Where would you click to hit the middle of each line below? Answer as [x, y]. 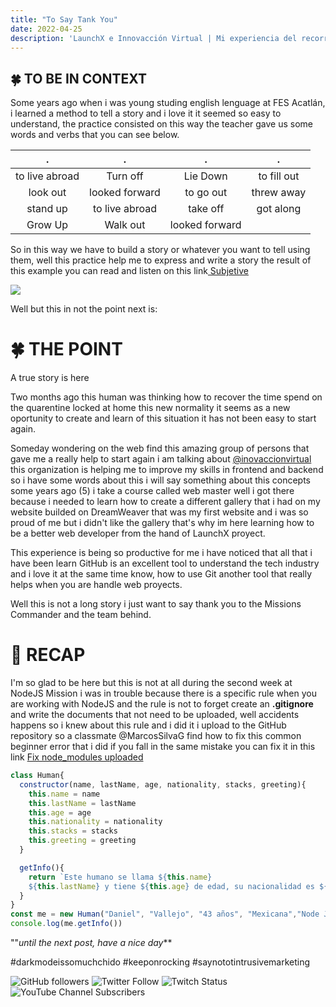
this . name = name [64, 794]
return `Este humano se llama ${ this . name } [120, 877]
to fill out [279, 176]
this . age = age [60, 812]
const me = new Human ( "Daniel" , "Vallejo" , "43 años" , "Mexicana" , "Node [165, 914]
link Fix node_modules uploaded [77, 757]
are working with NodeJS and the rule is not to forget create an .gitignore [162, 704]
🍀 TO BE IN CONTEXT [78, 78]
